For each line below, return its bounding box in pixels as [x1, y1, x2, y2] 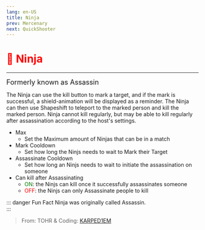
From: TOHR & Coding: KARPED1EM [21, 217, 112, 225]
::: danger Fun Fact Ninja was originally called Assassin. [6, 199, 146, 206]
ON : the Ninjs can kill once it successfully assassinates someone [24, 181, 187, 188]
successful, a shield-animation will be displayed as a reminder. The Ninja [6, 98, 189, 105]
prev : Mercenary [6, 20, 48, 26]
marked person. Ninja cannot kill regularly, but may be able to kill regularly [6, 111, 193, 118]
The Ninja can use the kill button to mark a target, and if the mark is [6, 91, 176, 99]
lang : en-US [6, 9, 37, 15]
